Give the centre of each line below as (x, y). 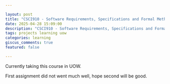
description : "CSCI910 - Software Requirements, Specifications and (79, 28)
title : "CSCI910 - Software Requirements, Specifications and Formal (80, 19)
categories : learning (28, 38)
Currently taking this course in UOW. (43, 66)
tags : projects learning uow (36, 33)
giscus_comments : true (29, 43)
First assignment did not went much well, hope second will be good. (76, 76)
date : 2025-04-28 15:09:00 (34, 24)
